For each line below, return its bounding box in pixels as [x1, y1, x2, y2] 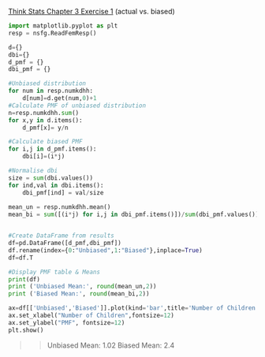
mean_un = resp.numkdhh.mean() [8, 203, 111, 211]
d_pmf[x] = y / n [22, 124, 69, 132]
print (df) [8, 275, 41, 283]
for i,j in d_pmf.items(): [8, 145, 97, 153]
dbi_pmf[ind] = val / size [22, 188, 104, 196]
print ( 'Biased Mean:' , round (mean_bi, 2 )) [8, 290, 150, 298]
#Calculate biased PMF [8, 138, 83, 146]
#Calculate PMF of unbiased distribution [8, 102, 147, 110]
